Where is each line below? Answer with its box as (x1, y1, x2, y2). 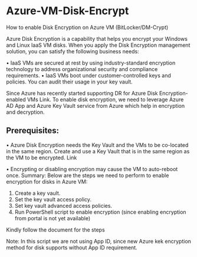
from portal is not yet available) (14, 214, 91, 221)
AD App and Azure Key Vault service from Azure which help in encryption (6, 102, 185, 109)
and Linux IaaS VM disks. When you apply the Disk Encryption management (6, 41, 191, 49)
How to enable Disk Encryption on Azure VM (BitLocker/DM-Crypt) (6, 24, 169, 31)
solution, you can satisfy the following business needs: (6, 47, 140, 54)
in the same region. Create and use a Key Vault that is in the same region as (6, 147, 190, 155)
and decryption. (6, 108, 45, 115)
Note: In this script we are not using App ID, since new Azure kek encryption (6, 237, 192, 245)
